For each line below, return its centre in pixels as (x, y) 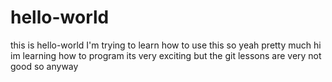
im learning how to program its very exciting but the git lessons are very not (166, 55)
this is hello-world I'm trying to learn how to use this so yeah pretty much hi (166, 45)
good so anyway (44, 66)
